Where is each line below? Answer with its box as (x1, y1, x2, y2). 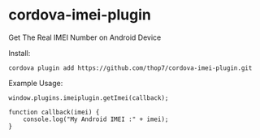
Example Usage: (8, 78, 63, 88)
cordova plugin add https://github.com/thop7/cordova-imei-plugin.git (8, 63, 253, 72)
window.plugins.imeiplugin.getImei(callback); (8, 93, 169, 102)
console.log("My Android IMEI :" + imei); (23, 115, 169, 123)
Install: (8, 48, 31, 58)
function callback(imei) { (8, 108, 100, 116)
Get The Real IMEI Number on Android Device (8, 32, 162, 42)
